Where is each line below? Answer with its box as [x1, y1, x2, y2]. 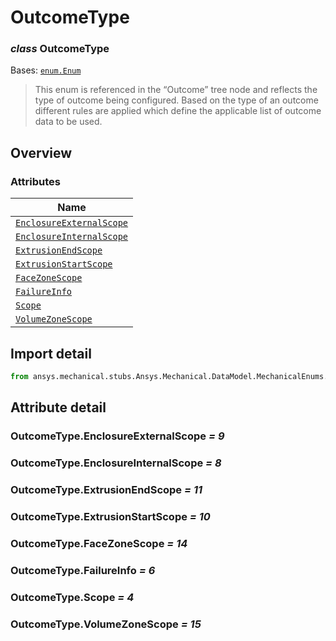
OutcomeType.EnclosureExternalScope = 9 [10, 429, 225, 443]
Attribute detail [10, 399, 107, 416]
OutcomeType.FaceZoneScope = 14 [10, 536, 188, 550]
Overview [10, 144, 73, 161]
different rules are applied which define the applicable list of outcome [34, 105, 322, 117]
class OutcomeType [10, 42, 110, 56]
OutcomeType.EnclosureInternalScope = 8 [10, 456, 222, 470]
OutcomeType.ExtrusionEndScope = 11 [10, 483, 203, 497]
